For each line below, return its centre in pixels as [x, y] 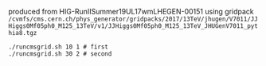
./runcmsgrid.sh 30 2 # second [60, 54]
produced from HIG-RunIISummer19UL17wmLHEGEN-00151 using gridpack [131, 12]
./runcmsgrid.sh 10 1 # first [59, 47]
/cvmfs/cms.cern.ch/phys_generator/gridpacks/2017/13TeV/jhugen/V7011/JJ [133, 19]
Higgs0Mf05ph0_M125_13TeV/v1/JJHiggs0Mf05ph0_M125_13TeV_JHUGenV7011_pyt [133, 26]
